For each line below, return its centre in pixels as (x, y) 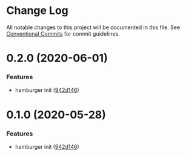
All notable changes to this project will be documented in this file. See (93, 27)
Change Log (37, 11)
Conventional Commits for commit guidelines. (63, 33)
